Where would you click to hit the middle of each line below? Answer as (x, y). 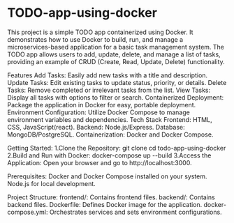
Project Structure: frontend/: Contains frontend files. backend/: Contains (111, 197)
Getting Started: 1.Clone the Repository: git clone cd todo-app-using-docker (117, 148)
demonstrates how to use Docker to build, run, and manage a (95, 39)
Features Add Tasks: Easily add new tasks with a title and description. (108, 75)
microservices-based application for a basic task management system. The (116, 47)
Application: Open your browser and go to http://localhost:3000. (100, 162)
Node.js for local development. (51, 183)
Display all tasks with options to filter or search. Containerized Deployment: (116, 97)
